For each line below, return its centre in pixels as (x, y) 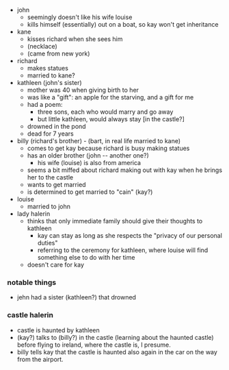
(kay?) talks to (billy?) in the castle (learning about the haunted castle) (115, 337)
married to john (49, 206)
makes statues (48, 68)
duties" (48, 243)
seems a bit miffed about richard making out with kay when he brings (125, 170)
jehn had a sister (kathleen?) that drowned (77, 297)
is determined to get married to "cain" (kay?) (90, 192)
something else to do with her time (86, 257)
